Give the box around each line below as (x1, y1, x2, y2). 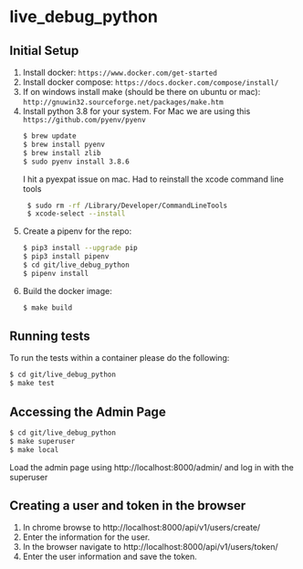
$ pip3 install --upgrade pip (22, 244, 139, 253)
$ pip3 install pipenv (22, 252, 110, 261)
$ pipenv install (22, 269, 89, 278)
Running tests (9, 329, 91, 344)
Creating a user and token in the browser (9, 498, 246, 513)
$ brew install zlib (22, 148, 101, 157)
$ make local (9, 445, 59, 454)
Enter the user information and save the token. (22, 551, 198, 563)
